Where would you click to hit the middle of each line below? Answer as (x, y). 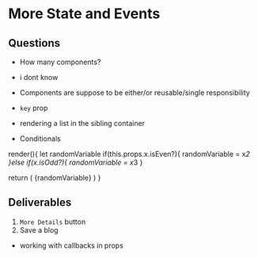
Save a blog (39, 230)
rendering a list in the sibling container (82, 123)
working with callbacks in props (72, 245)
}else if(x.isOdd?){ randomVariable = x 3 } (76, 162)
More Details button (53, 222)
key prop (34, 108)
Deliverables (40, 203)
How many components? (60, 62)
